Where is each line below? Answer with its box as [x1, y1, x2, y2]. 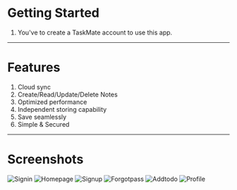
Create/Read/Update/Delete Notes [17, 90, 118, 99]
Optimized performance [17, 97, 87, 106]
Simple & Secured [17, 120, 70, 128]
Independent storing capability [17, 105, 107, 113]
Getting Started [7, 5, 100, 21]
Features [7, 60, 61, 75]
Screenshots [7, 151, 84, 167]
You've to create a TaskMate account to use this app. [17, 28, 173, 37]
